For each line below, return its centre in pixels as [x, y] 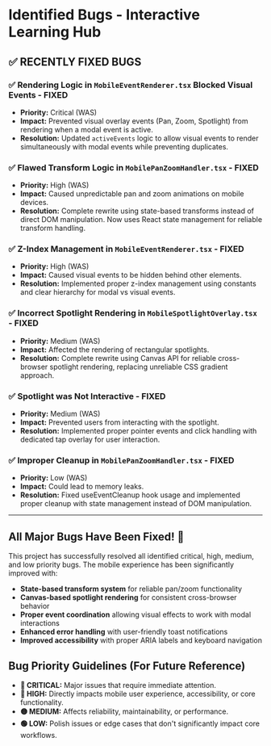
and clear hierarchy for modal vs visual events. [98, 292]
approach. [37, 375]
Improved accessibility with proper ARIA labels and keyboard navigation [141, 640]
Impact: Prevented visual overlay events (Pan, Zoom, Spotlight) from [134, 121]
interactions [40, 623]
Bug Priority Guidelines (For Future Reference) [127, 666]
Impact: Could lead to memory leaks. [82, 487]
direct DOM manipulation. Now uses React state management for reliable [141, 220]
